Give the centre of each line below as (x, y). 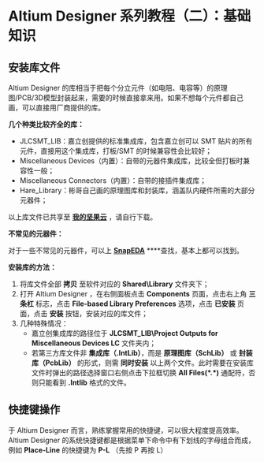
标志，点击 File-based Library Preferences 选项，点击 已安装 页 (139, 304)
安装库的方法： (32, 267)
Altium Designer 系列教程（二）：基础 (130, 16)
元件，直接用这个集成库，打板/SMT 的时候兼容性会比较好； (116, 151)
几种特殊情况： (44, 323)
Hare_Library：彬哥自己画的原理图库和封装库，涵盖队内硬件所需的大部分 (137, 190)
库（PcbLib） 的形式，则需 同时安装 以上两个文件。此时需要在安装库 (142, 363)
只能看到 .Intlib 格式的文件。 (85, 382)
